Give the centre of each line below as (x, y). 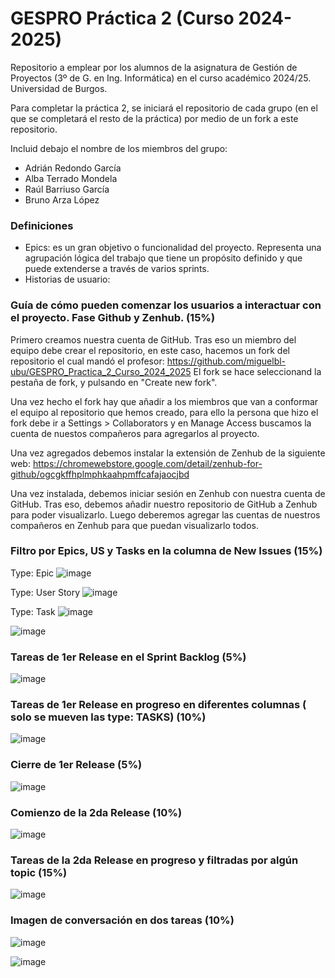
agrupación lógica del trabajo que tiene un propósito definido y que (163, 258)
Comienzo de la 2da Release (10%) (96, 812)
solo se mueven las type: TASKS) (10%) (108, 717)
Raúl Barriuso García (67, 189)
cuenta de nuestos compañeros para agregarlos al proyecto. (135, 433)
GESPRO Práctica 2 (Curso (122, 18)
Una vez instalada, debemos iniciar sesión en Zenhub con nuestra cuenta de (168, 493)
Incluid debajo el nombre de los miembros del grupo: (119, 148)
